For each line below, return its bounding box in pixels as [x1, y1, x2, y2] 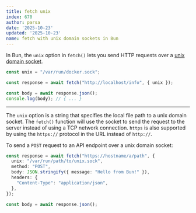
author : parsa [6, 19, 41, 25]
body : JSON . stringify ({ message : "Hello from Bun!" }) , [11, 169, 150, 175]
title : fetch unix [6, 8, 51, 15]
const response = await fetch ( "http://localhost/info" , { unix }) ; [6, 79, 174, 85]
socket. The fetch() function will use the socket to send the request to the [6, 118, 185, 125]
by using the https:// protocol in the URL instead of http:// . [6, 130, 153, 137]
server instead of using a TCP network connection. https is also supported [6, 124, 186, 131]
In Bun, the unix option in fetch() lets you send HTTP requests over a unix [6, 52, 185, 58]
